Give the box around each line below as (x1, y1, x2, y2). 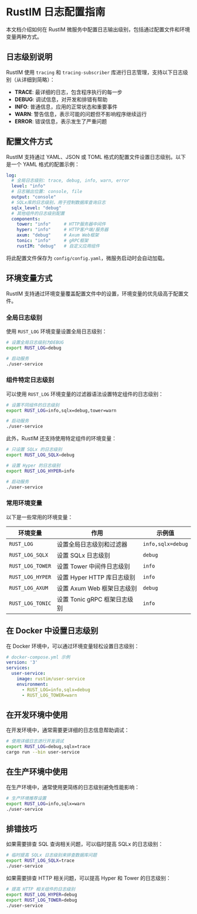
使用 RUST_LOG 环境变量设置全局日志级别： (6, 328, 107, 335)
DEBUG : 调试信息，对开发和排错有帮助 (14, 96, 108, 103)
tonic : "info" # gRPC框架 (16, 238, 89, 244)
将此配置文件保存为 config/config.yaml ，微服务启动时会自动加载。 (6, 254, 168, 261)
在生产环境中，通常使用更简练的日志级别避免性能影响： (6, 783, 140, 790)
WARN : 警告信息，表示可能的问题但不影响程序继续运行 (14, 110, 147, 117)
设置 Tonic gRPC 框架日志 (56, 595, 128, 603)
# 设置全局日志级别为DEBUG (6, 339, 64, 345)
